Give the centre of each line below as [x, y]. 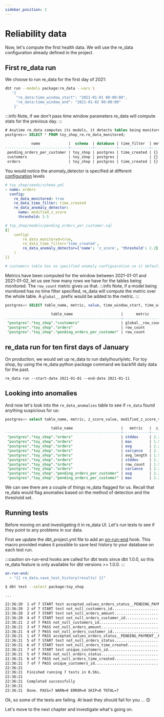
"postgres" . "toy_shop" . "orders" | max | [79, 442]
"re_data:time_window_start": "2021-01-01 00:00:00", [72, 98]
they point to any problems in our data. [44, 530]
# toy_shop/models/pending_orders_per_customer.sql [59, 225]
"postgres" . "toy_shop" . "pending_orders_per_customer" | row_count [76, 332]
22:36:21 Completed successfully [40, 681]
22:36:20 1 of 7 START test [35, 604]
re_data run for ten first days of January [67, 347]
